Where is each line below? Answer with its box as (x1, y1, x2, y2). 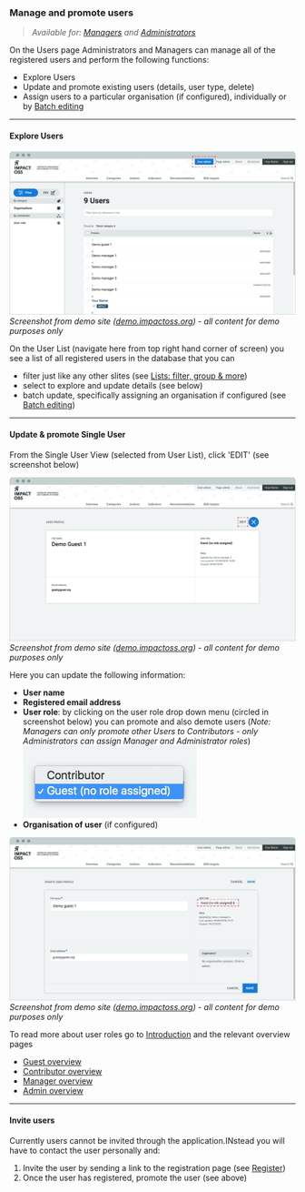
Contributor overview (22, 1066, 103, 1077)
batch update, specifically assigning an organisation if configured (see (22, 389, 287, 401)
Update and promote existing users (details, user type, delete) (22, 82, 255, 93)
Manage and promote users (9, 6, 134, 19)
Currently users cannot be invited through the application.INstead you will (9, 1135, 286, 1146)
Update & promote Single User (9, 429, 126, 440)
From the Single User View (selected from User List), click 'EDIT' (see (9, 449, 270, 460)
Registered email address (22, 696, 122, 707)
